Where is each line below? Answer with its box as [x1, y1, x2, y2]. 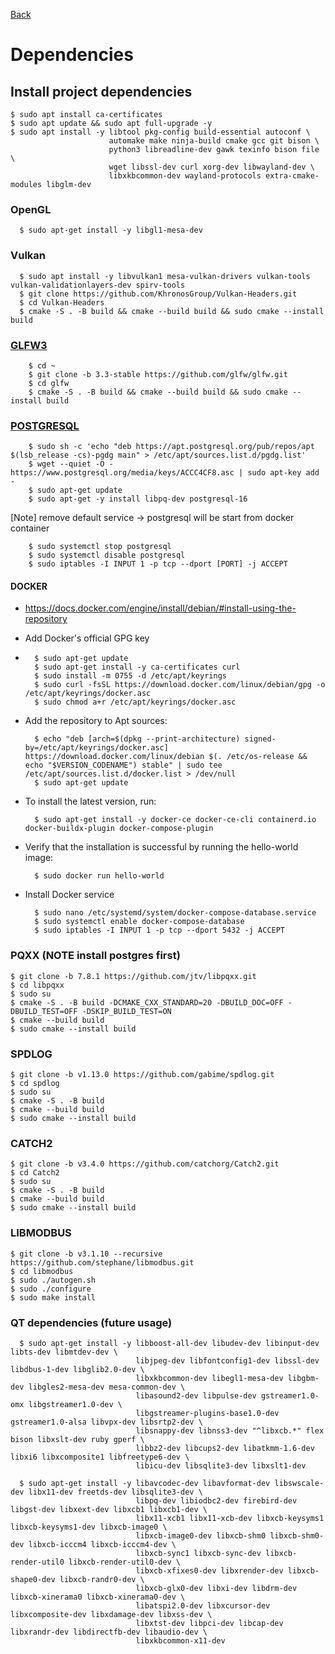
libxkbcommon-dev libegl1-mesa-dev [135, 1373, 284, 1383]
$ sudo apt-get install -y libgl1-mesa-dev [19, 225, 203, 236]
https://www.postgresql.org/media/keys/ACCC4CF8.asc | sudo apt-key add [10, 468, 320, 478]
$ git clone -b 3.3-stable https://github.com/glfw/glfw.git [28, 369, 288, 379]
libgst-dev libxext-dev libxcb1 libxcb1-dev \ [10, 1504, 208, 1514]
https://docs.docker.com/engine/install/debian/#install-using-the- [24, 602, 297, 614]
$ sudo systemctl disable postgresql [28, 550, 186, 561]
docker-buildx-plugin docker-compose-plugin [24, 824, 214, 834]
